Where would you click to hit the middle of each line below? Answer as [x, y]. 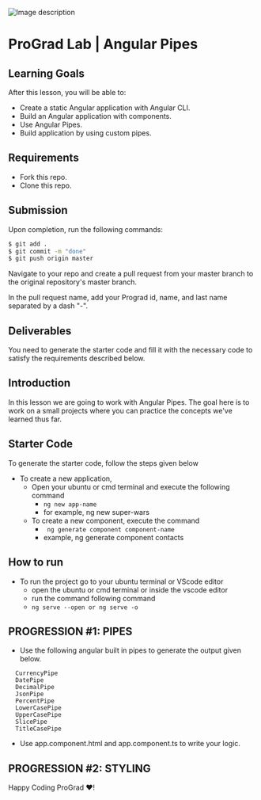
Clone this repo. [45, 185]
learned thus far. [35, 419]
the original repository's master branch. [72, 282]
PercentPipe [35, 701]
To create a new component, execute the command [115, 520]
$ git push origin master [51, 259]
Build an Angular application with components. [96, 116]
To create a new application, [66, 478]
